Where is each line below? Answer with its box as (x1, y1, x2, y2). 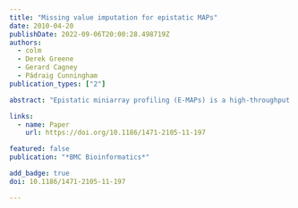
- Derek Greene (17, 54, 74, 63)
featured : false (9, 145, 70, 154)
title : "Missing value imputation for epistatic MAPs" (9, 12, 218, 22)
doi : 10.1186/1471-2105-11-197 (9, 177, 126, 186)
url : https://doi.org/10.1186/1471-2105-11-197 (25, 129, 206, 137)
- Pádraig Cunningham (17, 71, 98, 80)
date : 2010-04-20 (9, 21, 74, 30)
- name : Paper (17, 120, 70, 129)
